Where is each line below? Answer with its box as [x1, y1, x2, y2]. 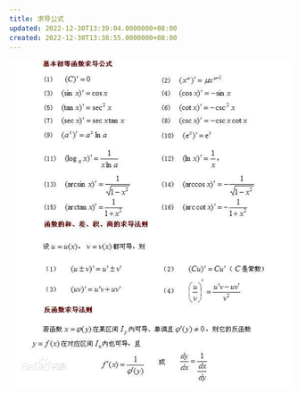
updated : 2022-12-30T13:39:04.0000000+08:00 [9, 23, 178, 33]
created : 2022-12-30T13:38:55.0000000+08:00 [9, 33, 178, 42]
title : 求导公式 [9, 14, 64, 23]
